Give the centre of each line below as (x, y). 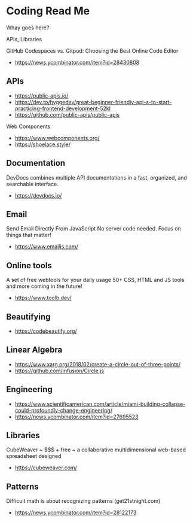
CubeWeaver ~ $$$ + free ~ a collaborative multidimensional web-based (96, 450)
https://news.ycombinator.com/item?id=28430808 (77, 62)
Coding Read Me (48, 11)
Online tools (29, 265)
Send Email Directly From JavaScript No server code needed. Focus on (94, 229)
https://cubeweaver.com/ (46, 468)
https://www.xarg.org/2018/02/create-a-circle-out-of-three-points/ (98, 364)
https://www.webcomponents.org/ (57, 138)
